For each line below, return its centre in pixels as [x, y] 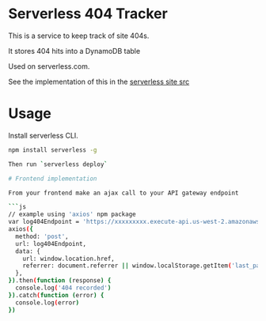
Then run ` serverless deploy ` [58, 164]
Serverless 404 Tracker [88, 14]
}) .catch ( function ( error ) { [56, 295]
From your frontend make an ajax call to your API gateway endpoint [123, 193]
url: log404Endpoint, [51, 244]
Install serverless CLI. [44, 135]
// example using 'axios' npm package [72, 214]
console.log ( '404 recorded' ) [63, 288]
